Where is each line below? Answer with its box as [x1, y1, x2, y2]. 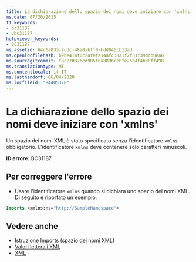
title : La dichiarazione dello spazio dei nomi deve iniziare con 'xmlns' [6, 8, 193, 15]
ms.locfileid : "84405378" [6, 80, 69, 86]
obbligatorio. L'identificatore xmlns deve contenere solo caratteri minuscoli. [6, 143, 187, 150]
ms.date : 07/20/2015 [6, 14, 57, 20]
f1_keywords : [6, 19, 38, 25]
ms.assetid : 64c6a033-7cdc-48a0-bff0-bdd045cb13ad [6, 47, 133, 53]
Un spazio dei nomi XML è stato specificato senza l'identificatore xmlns [6, 137, 178, 144]
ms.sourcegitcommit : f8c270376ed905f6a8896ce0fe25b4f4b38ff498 [6, 58, 164, 64]
